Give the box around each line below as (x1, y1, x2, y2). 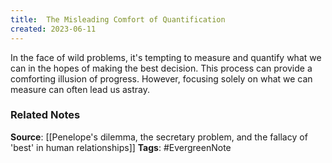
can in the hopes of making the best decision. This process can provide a (10, 62, 313, 74)
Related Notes (10, 108, 81, 122)
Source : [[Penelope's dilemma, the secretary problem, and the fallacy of (10, 131, 308, 143)
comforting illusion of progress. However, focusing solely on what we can (10, 72, 313, 85)
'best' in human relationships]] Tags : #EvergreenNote (10, 141, 232, 153)
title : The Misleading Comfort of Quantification (10, 14, 226, 25)
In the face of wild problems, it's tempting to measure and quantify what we (10, 51, 322, 63)
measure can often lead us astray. (10, 83, 151, 95)
